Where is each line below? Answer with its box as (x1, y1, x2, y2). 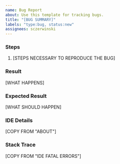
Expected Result (5, 92, 47, 99)
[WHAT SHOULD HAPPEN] (5, 104, 62, 110)
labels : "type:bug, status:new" (5, 22, 74, 27)
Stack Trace (5, 141, 36, 149)
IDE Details (5, 116, 33, 124)
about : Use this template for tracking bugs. (5, 12, 104, 17)
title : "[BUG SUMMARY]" (5, 17, 56, 22)
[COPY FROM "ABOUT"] (5, 129, 57, 135)
